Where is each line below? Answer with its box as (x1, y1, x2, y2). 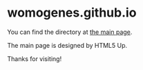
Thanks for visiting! (7, 54, 62, 63)
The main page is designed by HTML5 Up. (7, 41, 128, 49)
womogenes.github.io (7, 5, 137, 21)
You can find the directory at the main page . (7, 28, 133, 36)
